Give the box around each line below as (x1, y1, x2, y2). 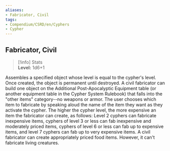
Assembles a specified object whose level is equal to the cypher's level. (5, 74, 157, 80)
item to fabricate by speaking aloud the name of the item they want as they (5, 101, 163, 107)
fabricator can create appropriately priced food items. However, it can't (5, 134, 155, 140)
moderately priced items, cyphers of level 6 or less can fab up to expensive (5, 123, 164, 130)
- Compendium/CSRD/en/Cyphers (5, 21, 70, 27)
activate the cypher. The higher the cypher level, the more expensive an (5, 107, 157, 113)
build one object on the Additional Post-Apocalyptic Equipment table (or (5, 85, 157, 91)
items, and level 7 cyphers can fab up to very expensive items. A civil (5, 128, 151, 135)
